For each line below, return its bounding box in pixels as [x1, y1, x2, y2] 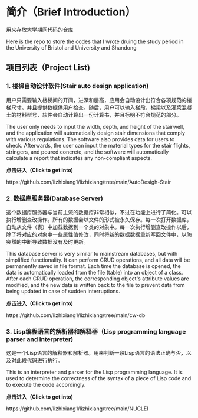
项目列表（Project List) [6, 63, 90, 73]
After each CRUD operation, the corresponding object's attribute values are [6, 275, 190, 282]
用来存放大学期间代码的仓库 [6, 26, 74, 33]
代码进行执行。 [26, 357, 63, 364]
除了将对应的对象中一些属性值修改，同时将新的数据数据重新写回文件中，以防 [6, 231, 192, 238]
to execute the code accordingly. [6, 381, 86, 388]
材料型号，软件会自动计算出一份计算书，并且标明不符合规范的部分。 [16, 111, 181, 118]
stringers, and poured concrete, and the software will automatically [6, 148, 169, 155]
